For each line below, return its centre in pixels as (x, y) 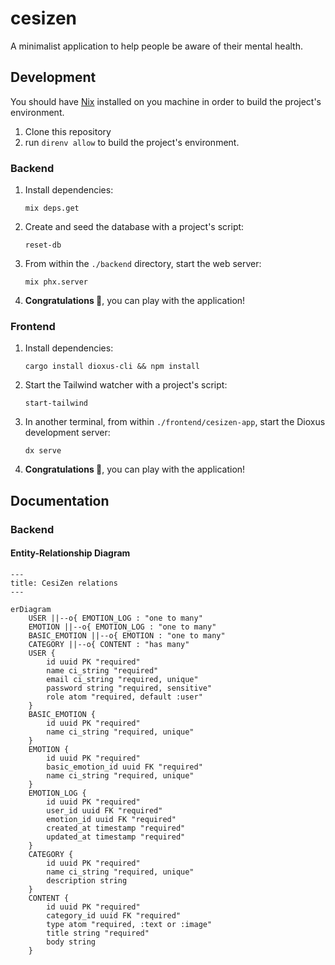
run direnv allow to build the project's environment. (132, 142)
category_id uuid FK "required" (114, 915)
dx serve (43, 451)
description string (87, 880)
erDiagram (31, 609)
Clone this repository (68, 131)
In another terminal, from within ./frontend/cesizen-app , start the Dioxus (175, 422)
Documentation (60, 500)
